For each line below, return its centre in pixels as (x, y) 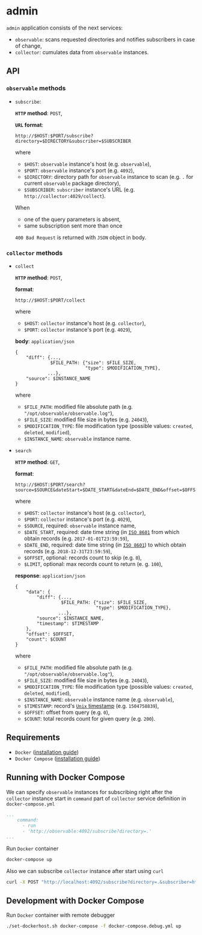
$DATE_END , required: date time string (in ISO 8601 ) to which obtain (105, 545)
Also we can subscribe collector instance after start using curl (85, 871)
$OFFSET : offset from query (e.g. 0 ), (67, 712)
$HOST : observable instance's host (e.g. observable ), (87, 164)
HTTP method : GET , (37, 462)
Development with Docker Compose (75, 901)
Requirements (33, 738)
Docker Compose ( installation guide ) (57, 758)
